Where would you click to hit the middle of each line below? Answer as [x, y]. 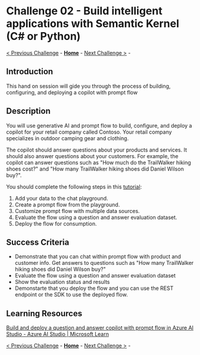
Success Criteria [38, 242]
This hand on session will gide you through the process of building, [88, 86]
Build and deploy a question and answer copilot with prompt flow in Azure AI [100, 328]
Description [28, 111]
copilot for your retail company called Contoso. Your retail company [89, 132]
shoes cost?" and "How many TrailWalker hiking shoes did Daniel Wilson [95, 169]
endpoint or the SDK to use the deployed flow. [71, 295]
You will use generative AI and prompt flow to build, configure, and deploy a [99, 125]
